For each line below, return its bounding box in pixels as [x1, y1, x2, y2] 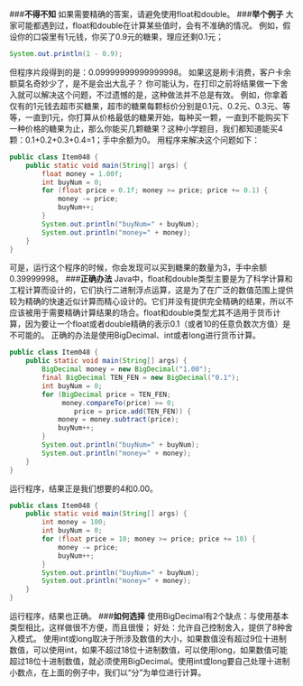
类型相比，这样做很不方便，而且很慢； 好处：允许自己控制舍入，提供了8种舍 [9, 622, 293, 633]
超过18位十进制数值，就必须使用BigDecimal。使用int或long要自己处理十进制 [9, 656, 290, 666]
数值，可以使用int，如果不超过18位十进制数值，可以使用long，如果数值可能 [9, 644, 289, 655]
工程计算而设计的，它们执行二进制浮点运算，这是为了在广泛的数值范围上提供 [9, 284, 294, 296]
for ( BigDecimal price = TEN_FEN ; [41, 390, 171, 399]
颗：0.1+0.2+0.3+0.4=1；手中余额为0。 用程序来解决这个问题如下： [9, 134, 260, 145]
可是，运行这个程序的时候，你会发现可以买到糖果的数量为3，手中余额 [9, 262, 268, 273]
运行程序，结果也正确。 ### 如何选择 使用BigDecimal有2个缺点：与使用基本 [9, 611, 289, 621]
